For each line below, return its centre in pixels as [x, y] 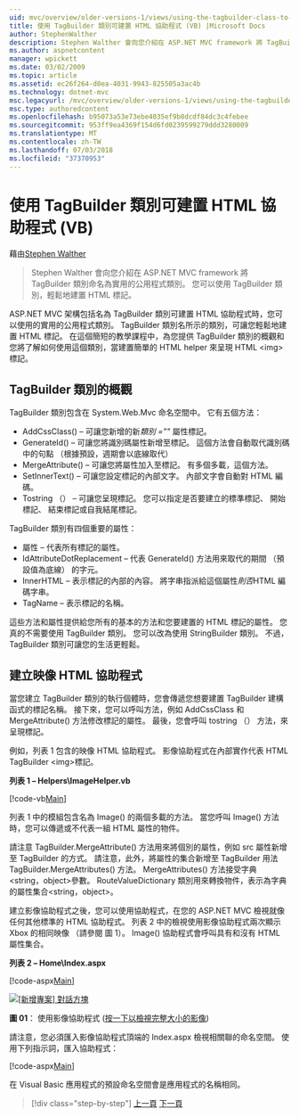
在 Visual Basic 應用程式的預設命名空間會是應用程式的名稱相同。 [127, 1085]
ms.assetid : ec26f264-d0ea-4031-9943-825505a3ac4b [105, 84]
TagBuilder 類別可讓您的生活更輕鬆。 [77, 645]
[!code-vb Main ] [38, 799]
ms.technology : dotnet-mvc [59, 92]
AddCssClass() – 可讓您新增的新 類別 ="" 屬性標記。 [117, 431]
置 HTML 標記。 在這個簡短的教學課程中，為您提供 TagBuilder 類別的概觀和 [147, 336]
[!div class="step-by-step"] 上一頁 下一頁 [107, 1104]
